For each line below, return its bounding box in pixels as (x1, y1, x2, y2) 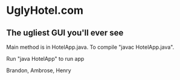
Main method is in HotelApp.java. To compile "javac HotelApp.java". (6, 43, 175, 51)
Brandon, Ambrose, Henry (6, 67, 71, 74)
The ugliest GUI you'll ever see (6, 28, 124, 38)
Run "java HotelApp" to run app (6, 55, 85, 62)
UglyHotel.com (6, 4, 83, 17)
